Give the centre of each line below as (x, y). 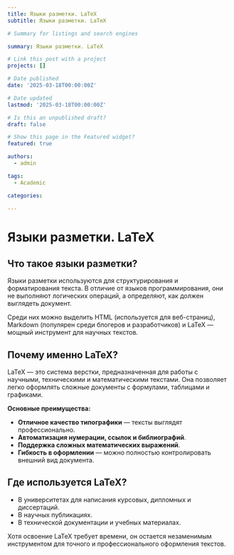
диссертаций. (38, 507)
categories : (25, 196)
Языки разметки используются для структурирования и (93, 281)
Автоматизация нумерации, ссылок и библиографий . (102, 437)
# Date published (33, 79)
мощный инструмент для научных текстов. (73, 333)
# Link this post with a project (57, 59)
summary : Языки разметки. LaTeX (55, 46)
